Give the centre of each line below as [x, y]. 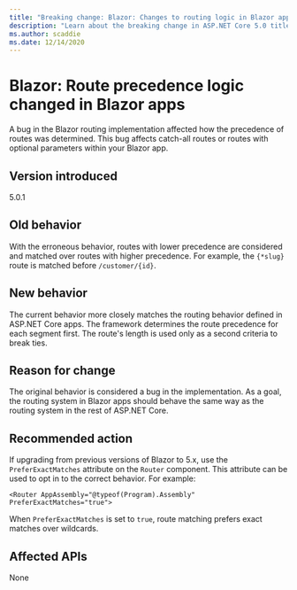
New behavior [49, 293]
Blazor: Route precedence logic [127, 86]
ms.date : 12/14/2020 [47, 42]
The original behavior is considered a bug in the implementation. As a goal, [145, 392]
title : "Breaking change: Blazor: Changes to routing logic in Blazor [142, 17]
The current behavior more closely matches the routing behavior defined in [146, 314]
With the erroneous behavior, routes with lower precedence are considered [146, 246]
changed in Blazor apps [97, 105]
